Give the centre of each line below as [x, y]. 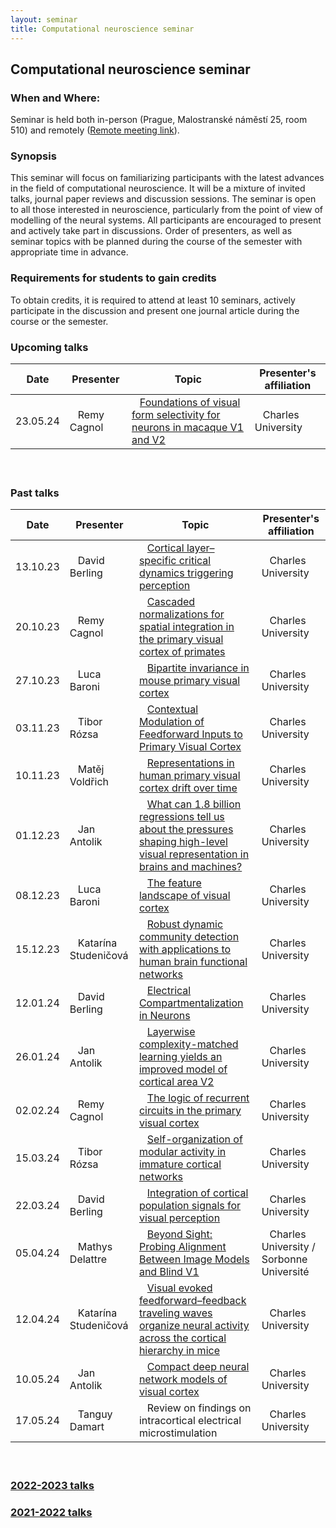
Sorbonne [284, 1259]
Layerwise [171, 1031]
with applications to [185, 949]
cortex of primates [182, 651]
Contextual [172, 709]
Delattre [88, 1259]
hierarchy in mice [179, 1350]
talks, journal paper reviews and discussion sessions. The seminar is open [163, 199]
